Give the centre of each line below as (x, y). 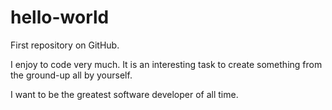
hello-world (60, 17)
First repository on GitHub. (65, 45)
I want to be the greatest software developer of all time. (124, 94)
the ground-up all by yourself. (71, 75)
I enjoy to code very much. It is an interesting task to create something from (166, 64)
